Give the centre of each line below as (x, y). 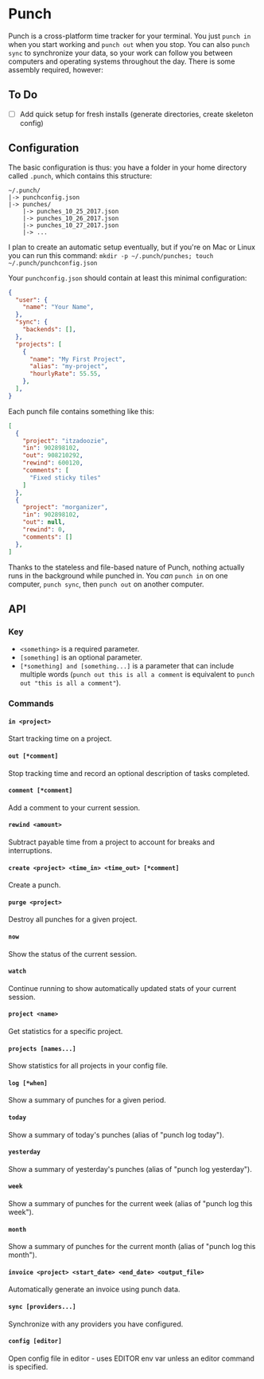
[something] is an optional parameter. (81, 657)
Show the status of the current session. (73, 954)
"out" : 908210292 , (53, 456)
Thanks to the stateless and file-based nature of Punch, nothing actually (126, 567)
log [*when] (28, 1083)
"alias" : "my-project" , (69, 366)
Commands (31, 703)
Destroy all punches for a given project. (73, 919)
